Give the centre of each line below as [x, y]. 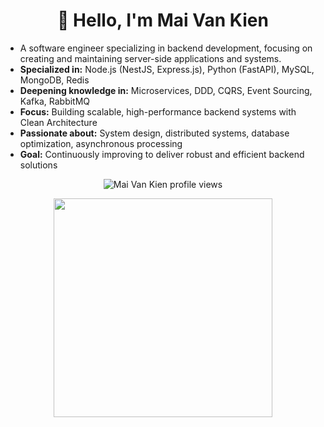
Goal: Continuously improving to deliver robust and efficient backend [162, 154]
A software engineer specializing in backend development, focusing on [166, 48]
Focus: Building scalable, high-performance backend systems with [158, 111]
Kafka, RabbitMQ [55, 101]
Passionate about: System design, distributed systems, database [154, 133]
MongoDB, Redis [54, 80]
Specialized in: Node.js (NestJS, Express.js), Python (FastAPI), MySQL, [167, 69]
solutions [38, 165]
